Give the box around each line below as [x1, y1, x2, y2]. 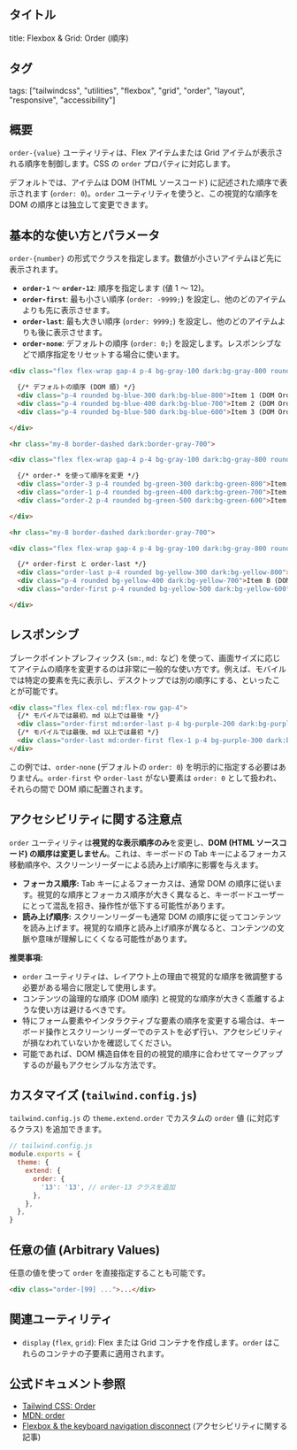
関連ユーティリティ [9, 1312, 113, 1327]
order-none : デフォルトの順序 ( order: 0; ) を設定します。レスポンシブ [21, 338, 274, 349]
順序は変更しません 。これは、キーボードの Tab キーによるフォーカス [36, 848, 287, 859]
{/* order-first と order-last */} [17, 560, 148, 569]
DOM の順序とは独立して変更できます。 [9, 199, 153, 210]
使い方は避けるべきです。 [37, 1004, 131, 1015]
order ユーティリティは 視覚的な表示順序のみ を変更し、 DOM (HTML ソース [9, 837, 279, 848]
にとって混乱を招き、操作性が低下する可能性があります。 [21, 900, 230, 910]
